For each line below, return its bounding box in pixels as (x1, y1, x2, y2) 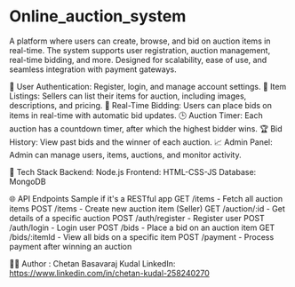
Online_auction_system (9, 6, 187, 27)
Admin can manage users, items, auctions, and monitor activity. (9, 149, 242, 160)
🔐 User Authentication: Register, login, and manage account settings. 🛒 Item (9, 81, 287, 92)
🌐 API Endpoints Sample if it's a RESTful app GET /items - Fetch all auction (9, 193, 283, 203)
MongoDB (9, 176, 46, 187)
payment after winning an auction (9, 241, 132, 251)
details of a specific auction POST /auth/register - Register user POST (9, 212, 265, 223)
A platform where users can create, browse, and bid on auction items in (9, 36, 271, 46)
